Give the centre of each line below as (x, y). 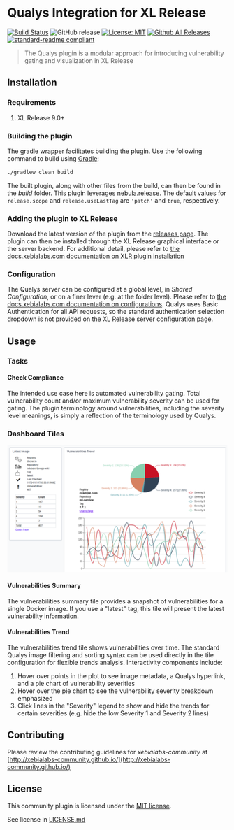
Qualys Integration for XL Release (107, 13)
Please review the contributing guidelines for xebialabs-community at (108, 752)
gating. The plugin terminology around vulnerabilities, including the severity (116, 408)
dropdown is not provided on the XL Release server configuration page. (110, 319)
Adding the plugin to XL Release (63, 218)
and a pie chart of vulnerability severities (76, 684)
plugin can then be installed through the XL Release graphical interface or (113, 241)
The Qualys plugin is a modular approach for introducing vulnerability (124, 53)
